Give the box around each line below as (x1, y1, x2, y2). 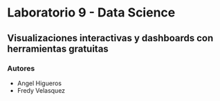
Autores (7, 63, 35, 73)
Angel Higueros (17, 79, 62, 87)
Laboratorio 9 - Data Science (7, 5, 176, 21)
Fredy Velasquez (17, 86, 66, 94)
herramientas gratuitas (7, 43, 109, 54)
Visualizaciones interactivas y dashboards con (7, 32, 214, 44)
